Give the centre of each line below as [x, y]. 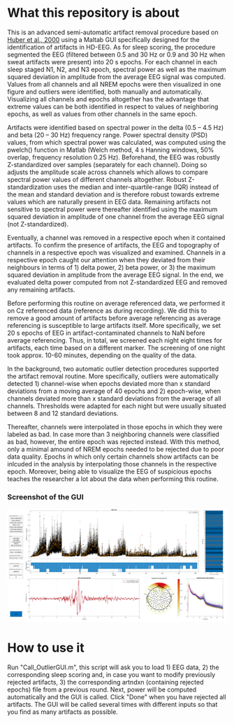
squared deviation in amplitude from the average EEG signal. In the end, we [115, 275]
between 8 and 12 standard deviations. [63, 413]
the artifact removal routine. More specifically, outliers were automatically [113, 376]
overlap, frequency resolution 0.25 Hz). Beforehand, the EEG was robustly [114, 157]
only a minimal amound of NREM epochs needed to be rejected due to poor [116, 449]
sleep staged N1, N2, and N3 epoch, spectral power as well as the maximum [117, 69]
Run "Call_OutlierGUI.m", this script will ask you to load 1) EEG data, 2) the [113, 667]
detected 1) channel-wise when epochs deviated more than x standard [109, 383]
